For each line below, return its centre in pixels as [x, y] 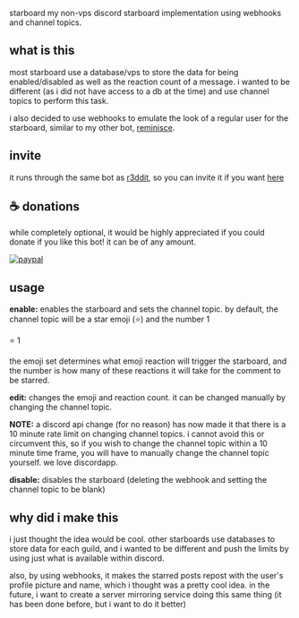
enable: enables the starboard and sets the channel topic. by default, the [144, 309]
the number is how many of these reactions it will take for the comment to [145, 371]
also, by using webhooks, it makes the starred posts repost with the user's [146, 576]
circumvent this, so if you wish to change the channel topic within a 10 [139, 443]
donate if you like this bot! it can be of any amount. [103, 242]
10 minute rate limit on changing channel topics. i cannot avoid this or [137, 434]
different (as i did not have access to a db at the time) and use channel [140, 91]
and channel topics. [46, 22]
